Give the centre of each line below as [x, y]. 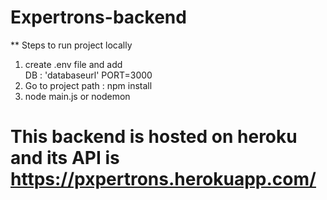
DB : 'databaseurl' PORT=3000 [88, 75]
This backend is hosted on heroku [154, 137]
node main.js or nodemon [77, 96]
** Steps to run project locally [71, 45]
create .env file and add [73, 64]
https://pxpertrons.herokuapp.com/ [163, 179]
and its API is [65, 158]
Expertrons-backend [98, 17]
